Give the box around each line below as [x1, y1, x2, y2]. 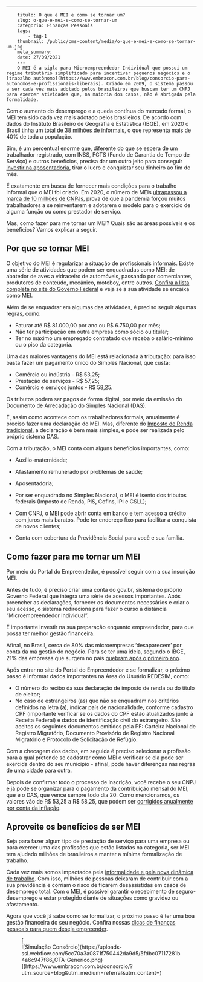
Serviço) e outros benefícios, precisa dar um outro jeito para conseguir [6, 158, 183, 165]
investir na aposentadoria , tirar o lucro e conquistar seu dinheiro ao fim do [6, 164, 191, 171]
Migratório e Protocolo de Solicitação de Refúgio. [14, 736, 138, 743]
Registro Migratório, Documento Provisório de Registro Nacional [14, 729, 175, 736]
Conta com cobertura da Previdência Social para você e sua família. [14, 534, 184, 542]
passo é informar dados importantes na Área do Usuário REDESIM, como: [6, 672, 190, 679]
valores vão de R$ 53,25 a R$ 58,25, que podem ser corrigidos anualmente [6, 797, 193, 805]
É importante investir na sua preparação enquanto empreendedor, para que [6, 623, 195, 630]
